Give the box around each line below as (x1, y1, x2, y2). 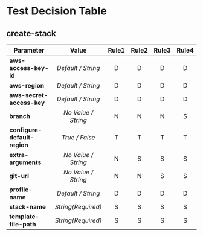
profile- (9, 185, 33, 194)
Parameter (13, 46, 45, 54)
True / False (61, 133, 95, 141)
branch (9, 112, 31, 120)
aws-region (9, 81, 45, 89)
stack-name (9, 203, 47, 211)
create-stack (6, 28, 56, 39)
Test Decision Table (6, 4, 108, 18)
